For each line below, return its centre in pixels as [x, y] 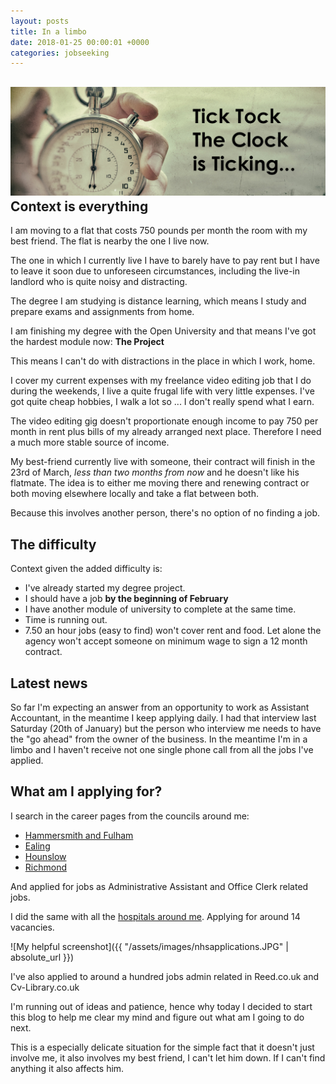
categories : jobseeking [60, 53]
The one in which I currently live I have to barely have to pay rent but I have [165, 261]
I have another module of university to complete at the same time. [160, 609]
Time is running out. [66, 620]
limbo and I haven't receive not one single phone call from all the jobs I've [162, 749]
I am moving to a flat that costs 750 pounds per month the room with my [159, 231]
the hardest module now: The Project [87, 342]
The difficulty [53, 544]
